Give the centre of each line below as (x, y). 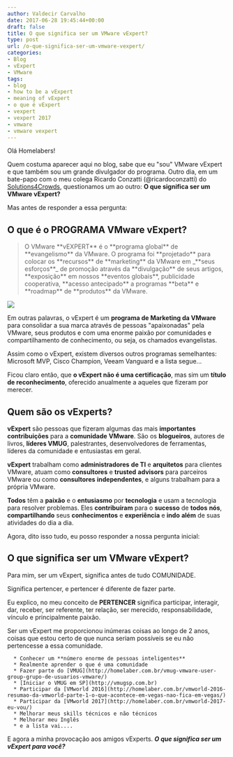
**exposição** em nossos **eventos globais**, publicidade (110, 277)
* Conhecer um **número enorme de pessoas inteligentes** (100, 658)
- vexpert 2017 (29, 118)
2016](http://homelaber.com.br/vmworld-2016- (159, 689)
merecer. (20, 390)
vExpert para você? (36, 746)
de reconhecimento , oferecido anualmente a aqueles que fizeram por (108, 382)
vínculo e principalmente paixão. (54, 617)
